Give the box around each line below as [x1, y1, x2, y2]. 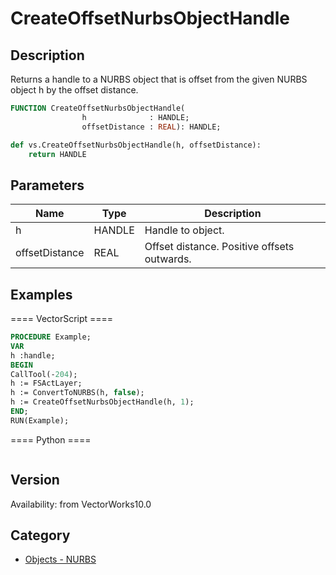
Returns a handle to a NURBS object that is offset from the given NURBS [10, 73, 308, 85]
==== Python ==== [10, 433, 92, 446]
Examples [10, 286, 73, 303]
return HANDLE [28, 149, 87, 159]
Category [10, 527, 71, 544]
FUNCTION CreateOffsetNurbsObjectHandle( [10, 103, 186, 113]
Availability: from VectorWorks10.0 [10, 498, 152, 510]
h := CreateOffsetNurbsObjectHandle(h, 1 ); [10, 397, 195, 407]
